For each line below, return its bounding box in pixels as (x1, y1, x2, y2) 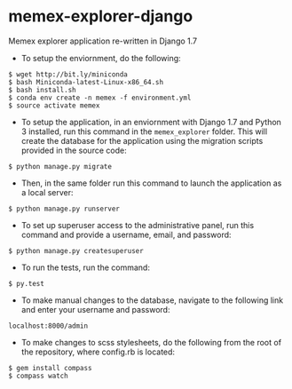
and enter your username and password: (20, 304, 170, 314)
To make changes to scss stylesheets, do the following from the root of (20, 337, 281, 347)
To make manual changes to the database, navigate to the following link (20, 295, 284, 306)
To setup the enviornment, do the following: (20, 52, 181, 63)
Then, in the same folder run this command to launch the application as (20, 178, 282, 188)
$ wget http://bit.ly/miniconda (8, 69, 128, 79)
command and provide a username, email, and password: (20, 229, 232, 240)
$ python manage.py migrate (8, 162, 113, 171)
